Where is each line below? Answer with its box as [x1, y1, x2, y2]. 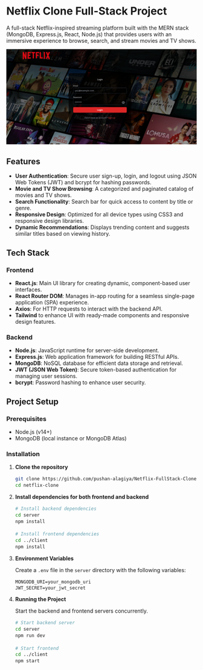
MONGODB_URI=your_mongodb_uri [14, 579, 92, 585]
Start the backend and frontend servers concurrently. [14, 607, 148, 614]
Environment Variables [14, 555, 74, 562]
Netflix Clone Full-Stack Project [6, 4, 167, 18]
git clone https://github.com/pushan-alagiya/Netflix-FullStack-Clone [14, 476, 197, 482]
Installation [6, 449, 40, 458]
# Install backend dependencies [14, 506, 97, 512]
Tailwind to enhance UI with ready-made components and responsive [14, 311, 189, 318]
